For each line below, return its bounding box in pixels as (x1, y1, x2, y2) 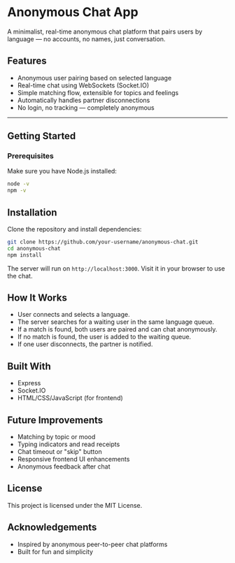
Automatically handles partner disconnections (17, 96, 150, 104)
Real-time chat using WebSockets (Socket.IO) (17, 81, 150, 90)
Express (17, 379, 41, 387)
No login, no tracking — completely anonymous (17, 103, 155, 112)
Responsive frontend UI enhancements (17, 455, 130, 464)
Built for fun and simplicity (17, 547, 93, 556)
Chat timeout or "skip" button (17, 448, 103, 456)
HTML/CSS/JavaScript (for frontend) (17, 394, 124, 402)
